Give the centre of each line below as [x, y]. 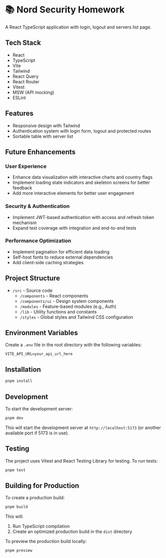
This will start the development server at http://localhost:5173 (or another [83, 427]
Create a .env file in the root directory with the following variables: [73, 345]
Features [19, 114]
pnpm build [17, 507]
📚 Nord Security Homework [65, 10]
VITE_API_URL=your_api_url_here [39, 354]
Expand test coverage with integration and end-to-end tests [74, 228]
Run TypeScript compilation [41, 526]
